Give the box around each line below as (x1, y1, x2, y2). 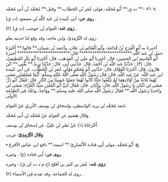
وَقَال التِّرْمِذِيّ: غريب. (6, 132, 45, 138)
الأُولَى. (6, 93, 18, 99)
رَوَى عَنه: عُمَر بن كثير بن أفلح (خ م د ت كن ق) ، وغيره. (6, 161, 107, 167)
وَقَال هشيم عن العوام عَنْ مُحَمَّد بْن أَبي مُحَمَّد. (6, 112, 90, 118)
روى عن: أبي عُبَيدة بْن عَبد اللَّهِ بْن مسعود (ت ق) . (6, 16, 97, 21)
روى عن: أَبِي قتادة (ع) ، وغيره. (6, 151, 62, 157)
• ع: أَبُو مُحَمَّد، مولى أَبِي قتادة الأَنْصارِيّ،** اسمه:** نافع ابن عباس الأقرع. (6, 142, 140, 147)
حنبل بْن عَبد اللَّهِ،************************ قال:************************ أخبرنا (6, 50, 163, 56)
